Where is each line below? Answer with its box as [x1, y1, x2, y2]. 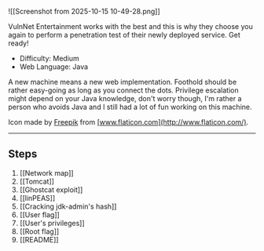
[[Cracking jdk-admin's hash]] [19, 202, 117, 211]
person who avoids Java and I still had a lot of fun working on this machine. [8, 102, 252, 111]
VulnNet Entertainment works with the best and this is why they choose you [8, 22, 253, 31]
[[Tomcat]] [19, 176, 55, 186]
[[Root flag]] [19, 227, 60, 236]
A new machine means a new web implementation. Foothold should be [8, 78, 237, 86]
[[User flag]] [19, 209, 60, 219]
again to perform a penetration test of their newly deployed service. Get [8, 31, 241, 39]
